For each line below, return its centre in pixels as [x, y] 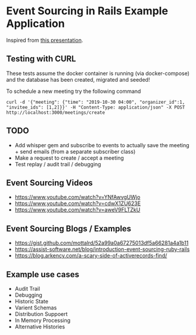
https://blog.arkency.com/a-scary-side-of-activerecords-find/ [91, 256]
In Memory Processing [43, 320]
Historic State [32, 301]
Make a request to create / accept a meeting [69, 158]
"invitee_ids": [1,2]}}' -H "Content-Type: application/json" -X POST [96, 107]
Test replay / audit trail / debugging [58, 164]
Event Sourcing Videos [50, 183]
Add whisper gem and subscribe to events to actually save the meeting [102, 145]
